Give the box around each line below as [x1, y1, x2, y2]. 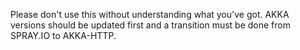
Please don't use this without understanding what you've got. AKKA [10, 9, 290, 20]
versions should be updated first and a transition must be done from [10, 19, 291, 31]
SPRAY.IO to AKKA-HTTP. [10, 30, 117, 41]
